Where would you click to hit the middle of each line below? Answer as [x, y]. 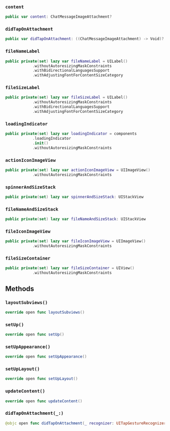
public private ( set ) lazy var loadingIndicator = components [71, 134]
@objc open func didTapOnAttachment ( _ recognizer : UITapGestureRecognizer [86, 423]
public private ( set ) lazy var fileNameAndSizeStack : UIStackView [75, 219]
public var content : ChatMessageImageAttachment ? [59, 17]
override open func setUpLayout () [42, 379]
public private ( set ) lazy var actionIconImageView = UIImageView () [78, 170]
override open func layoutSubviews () [45, 312]
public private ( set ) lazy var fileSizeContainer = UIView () [70, 268]
